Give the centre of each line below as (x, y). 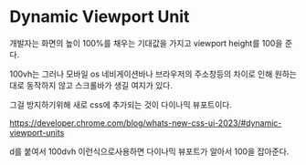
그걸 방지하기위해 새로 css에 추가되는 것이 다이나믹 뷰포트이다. (121, 104)
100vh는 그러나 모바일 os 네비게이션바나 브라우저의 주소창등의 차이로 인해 (141, 74)
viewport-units (37, 132)
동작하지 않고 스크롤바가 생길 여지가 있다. (100, 85)
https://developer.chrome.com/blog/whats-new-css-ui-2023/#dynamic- (146, 123)
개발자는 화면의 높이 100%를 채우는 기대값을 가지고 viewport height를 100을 (146, 43)
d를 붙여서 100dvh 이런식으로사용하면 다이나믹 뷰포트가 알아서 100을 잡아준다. (149, 151)
